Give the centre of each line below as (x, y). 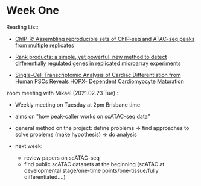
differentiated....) (45, 177)
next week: (29, 146)
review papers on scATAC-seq (62, 158)
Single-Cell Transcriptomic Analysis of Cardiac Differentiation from (98, 75)
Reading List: (23, 27)
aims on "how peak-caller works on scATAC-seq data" (83, 116)
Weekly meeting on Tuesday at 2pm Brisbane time (78, 104)
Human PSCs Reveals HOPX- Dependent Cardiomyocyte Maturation (99, 81)
